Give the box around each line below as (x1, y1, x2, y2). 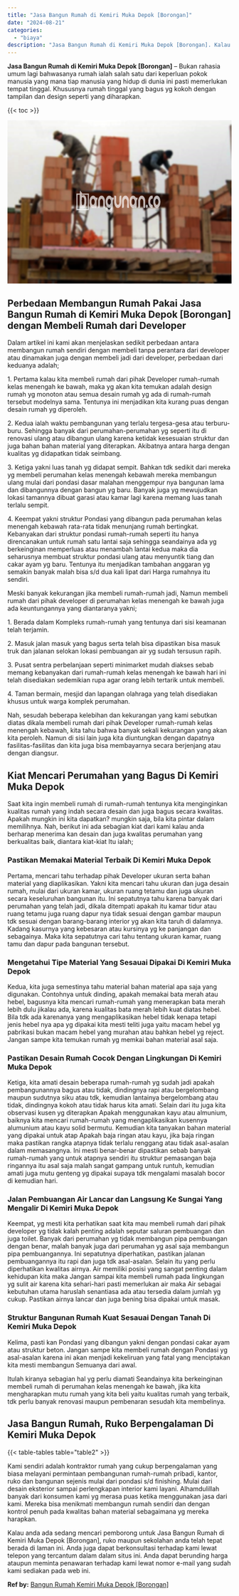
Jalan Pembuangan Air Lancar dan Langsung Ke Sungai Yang (7, 1194, 223, 1204)
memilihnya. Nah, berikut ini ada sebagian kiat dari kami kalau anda (7, 823, 205, 831)
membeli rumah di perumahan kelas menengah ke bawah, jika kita (7, 1382, 201, 1390)
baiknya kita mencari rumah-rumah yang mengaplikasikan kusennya (7, 1116, 208, 1125)
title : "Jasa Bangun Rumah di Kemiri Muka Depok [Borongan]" (7, 11, 193, 19)
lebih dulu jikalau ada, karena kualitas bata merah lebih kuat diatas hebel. (7, 1005, 222, 1013)
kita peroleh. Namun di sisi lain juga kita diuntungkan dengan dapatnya (7, 734, 215, 742)
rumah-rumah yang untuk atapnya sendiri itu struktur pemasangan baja (7, 1154, 217, 1162)
